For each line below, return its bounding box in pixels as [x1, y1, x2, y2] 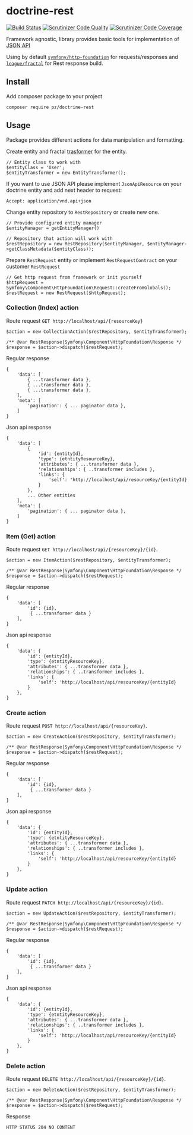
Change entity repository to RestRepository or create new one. [6, 208, 160, 216]
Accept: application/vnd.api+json [6, 198, 92, 204]
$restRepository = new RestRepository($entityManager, [6, 241, 145, 247]
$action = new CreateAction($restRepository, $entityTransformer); [6, 734, 177, 740]
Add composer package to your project [6, 92, 103, 99]
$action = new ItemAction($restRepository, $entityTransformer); [6, 557, 171, 563]
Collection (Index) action [6, 304, 79, 312]
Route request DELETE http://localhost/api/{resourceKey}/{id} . [6, 1075, 166, 1083]
